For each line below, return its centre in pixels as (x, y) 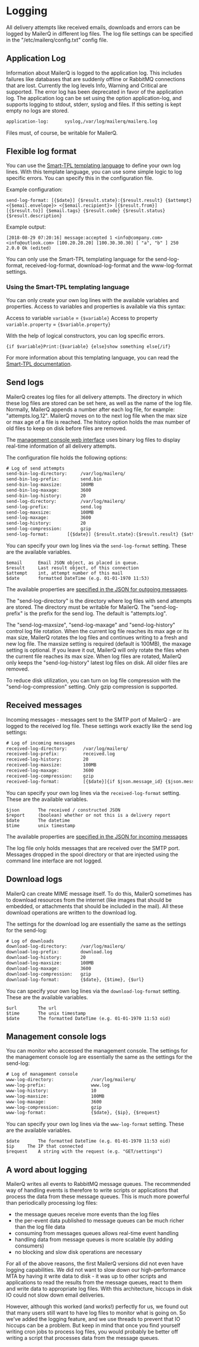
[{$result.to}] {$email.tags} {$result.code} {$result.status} (86, 211)
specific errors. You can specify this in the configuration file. (80, 178)
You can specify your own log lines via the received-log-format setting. (93, 793)
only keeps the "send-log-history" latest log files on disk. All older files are (97, 662)
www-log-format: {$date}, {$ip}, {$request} (83, 1113)
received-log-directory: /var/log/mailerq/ (67, 748)
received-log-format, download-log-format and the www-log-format (109, 265)
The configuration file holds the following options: (67, 457)
